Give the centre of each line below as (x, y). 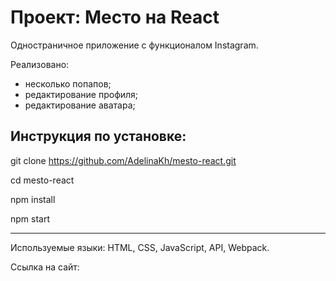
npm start (30, 218)
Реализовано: (40, 64)
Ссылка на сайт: (45, 267)
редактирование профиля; (81, 94)
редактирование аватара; (80, 105)
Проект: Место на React (115, 17)
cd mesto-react (42, 180)
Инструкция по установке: (98, 136)
